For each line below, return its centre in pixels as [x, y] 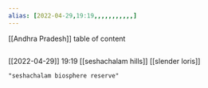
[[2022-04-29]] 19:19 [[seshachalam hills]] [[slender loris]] [104, 61]
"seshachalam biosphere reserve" [64, 76]
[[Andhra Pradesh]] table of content [67, 38]
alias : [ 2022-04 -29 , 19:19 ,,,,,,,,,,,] [73, 16]
